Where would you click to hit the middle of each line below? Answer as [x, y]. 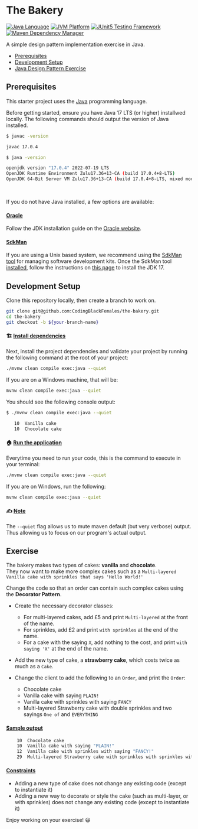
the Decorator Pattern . [34, 594]
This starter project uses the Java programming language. [77, 101]
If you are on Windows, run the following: [56, 486]
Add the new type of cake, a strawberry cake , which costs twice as [97, 660]
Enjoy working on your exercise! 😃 [48, 820]
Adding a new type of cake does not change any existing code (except [100, 784]
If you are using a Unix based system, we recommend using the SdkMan [94, 255]
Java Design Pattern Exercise [50, 68]
